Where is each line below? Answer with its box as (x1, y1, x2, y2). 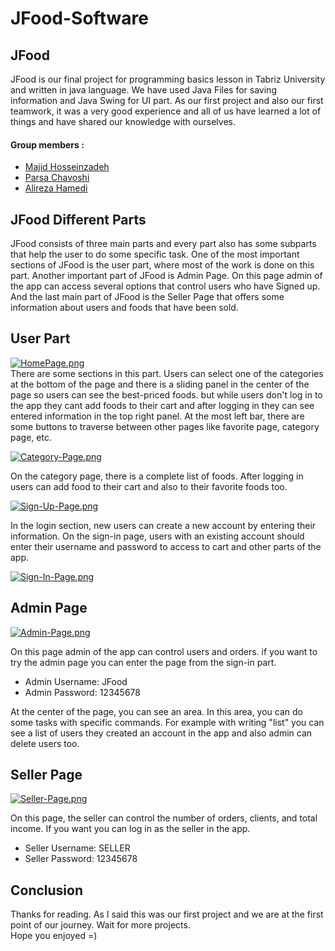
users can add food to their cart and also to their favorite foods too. (10, 480, 288, 492)
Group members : (10, 138, 85, 151)
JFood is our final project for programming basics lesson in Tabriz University (10, 73, 326, 85)
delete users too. (10, 737, 80, 749)
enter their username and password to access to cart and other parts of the (10, 540, 322, 552)
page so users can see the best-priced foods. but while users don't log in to (10, 388, 323, 401)
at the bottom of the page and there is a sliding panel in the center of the (10, 378, 310, 390)
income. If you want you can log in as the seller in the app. (10, 823, 251, 835)
